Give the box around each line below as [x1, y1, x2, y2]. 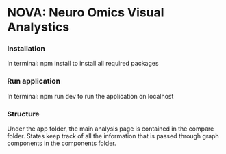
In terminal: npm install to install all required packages [7, 60, 159, 68]
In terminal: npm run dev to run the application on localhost [7, 92, 174, 100]
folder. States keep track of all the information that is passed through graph [7, 132, 219, 140]
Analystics [7, 19, 70, 35]
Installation [7, 44, 46, 53]
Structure [7, 109, 40, 118]
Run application [7, 77, 60, 86]
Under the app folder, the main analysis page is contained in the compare [7, 125, 214, 133]
